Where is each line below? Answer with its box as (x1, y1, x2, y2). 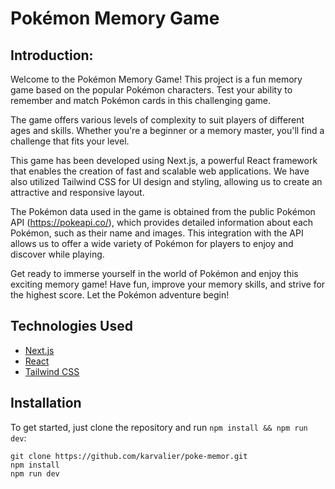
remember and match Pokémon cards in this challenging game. (10, 95, 272, 106)
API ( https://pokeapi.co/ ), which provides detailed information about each (10, 217, 314, 228)
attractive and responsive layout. (10, 187, 145, 198)
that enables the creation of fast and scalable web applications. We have (10, 165, 310, 177)
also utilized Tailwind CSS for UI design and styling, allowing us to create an (10, 176, 323, 187)
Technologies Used (10, 318, 133, 335)
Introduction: (10, 47, 94, 64)
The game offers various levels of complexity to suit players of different (10, 114, 305, 126)
